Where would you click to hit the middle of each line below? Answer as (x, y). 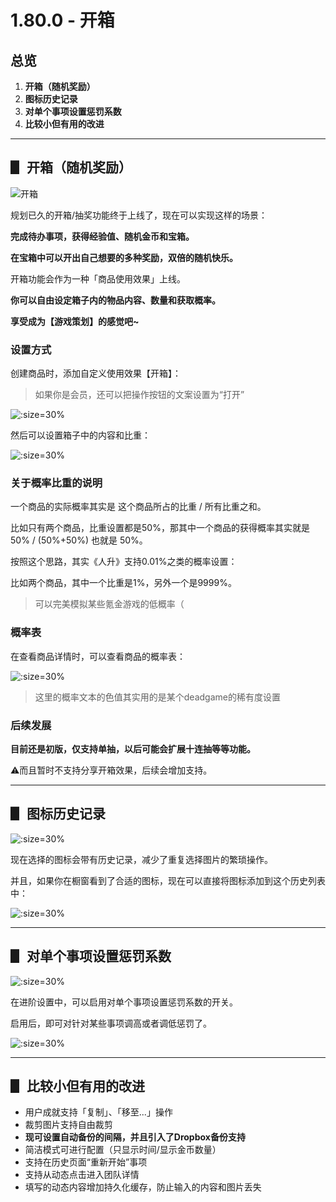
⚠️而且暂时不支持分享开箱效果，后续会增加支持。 (111, 770)
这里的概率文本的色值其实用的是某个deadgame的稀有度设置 (157, 697)
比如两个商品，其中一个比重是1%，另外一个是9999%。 (123, 583)
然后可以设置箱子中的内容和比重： (80, 435)
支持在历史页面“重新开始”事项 (86, 1162)
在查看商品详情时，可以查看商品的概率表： (98, 656)
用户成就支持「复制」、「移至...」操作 (98, 1112)
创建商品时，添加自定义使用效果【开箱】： (96, 373)
